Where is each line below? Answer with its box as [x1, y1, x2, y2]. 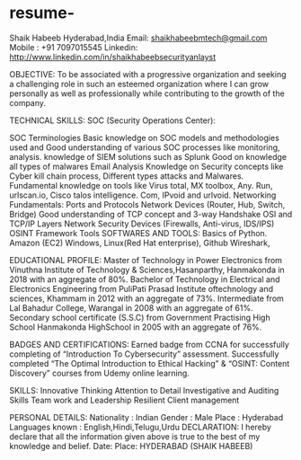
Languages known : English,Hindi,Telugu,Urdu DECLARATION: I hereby [9, 421, 272, 432]
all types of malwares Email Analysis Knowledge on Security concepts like [9, 161, 284, 172]
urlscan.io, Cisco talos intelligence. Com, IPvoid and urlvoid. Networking [9, 190, 277, 200]
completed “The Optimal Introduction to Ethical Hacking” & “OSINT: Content [9, 358, 290, 368]
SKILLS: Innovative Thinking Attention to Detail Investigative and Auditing [9, 385, 279, 395]
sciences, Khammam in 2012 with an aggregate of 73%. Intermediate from [9, 293, 285, 304]
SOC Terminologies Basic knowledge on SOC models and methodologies [9, 132, 280, 143]
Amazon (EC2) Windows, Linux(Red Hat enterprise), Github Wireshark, [9, 237, 271, 248]
